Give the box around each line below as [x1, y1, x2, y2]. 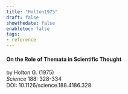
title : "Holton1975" [6, 8, 59, 15]
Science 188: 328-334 [6, 75, 62, 83]
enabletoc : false [6, 25, 50, 32]
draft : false [6, 14, 39, 20]
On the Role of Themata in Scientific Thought [6, 55, 122, 63]
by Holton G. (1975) [6, 69, 54, 76]
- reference [6, 37, 36, 43]
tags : [6, 31, 20, 37]
